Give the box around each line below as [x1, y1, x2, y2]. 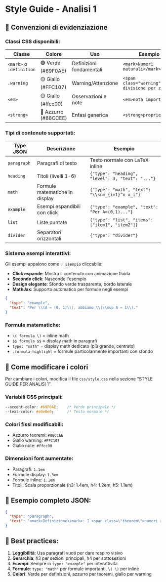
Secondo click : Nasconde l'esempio [12, 276, 86, 282]
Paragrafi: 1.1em [12, 466, 45, 472]
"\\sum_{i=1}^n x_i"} [89, 192, 141, 198]
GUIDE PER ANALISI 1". [5, 381, 52, 387]
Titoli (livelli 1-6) [37, 173, 77, 180]
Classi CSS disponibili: [5, 38, 61, 45]
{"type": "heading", [89, 171, 138, 176]
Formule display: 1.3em [12, 471, 59, 477]
